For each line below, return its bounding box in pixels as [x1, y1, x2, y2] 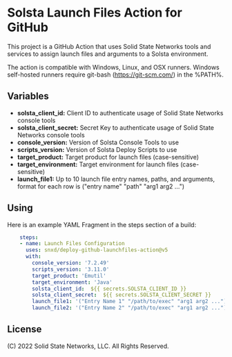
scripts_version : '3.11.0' [32, 266, 110, 273]
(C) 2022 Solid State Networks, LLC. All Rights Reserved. [7, 342, 169, 350]
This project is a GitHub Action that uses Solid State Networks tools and [7, 42, 211, 50]
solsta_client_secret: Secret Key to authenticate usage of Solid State [17, 123, 215, 132]
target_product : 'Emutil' [32, 272, 107, 279]
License [7, 323, 42, 336]
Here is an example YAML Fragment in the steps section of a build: [7, 220, 197, 229]
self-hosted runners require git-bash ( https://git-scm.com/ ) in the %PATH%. [7, 70, 224, 79]
